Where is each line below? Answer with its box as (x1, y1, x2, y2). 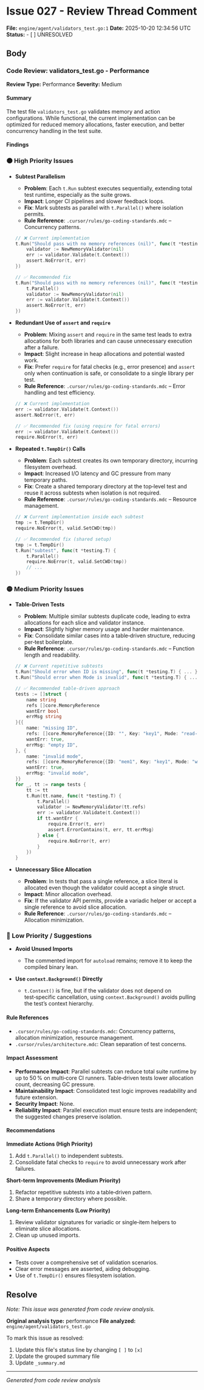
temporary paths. (24, 476, 68, 484)
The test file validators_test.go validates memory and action (6, 108, 161, 115)
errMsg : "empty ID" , (26, 742, 78, 748)
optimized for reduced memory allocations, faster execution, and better (6, 120, 185, 128)
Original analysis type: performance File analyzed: (6, 1317, 136, 1325)
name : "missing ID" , (26, 725, 78, 731)
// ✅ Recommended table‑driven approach (15, 685, 120, 692)
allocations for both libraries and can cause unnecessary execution (24, 337, 192, 344)
